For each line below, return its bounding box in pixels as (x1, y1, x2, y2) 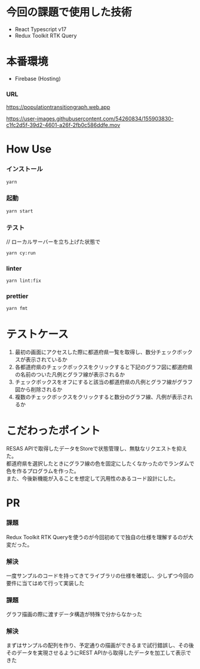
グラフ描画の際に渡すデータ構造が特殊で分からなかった (6, 611, 142, 618)
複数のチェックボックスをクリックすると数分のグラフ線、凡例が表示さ (14, 393, 188, 401)
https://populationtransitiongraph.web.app (6, 104, 110, 111)
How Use (6, 142, 52, 156)
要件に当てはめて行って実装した (6, 579, 85, 586)
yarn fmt (6, 306, 28, 312)
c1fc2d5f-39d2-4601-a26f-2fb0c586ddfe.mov (6, 121, 121, 129)
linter (6, 264, 22, 272)
